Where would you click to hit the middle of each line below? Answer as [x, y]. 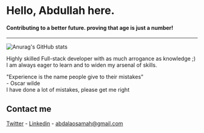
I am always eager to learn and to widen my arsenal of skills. [82, 65]
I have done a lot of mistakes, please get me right [68, 90]
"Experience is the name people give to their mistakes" [75, 77]
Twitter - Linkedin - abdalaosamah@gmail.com [65, 124]
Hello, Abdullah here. [61, 11]
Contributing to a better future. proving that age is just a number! [90, 27]
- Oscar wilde [23, 83]
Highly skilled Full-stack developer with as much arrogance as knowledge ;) [101, 59]
